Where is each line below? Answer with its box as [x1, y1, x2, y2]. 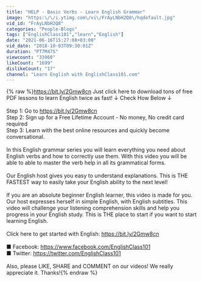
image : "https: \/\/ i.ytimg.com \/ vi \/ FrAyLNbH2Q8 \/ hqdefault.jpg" [6, 15, 175, 21]
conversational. [6, 133, 45, 141]
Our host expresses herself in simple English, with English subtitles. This [6, 198, 187, 205]
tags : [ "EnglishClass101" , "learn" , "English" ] [6, 32, 124, 38]
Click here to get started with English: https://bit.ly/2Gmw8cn [6, 230, 159, 238]
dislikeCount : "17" [6, 65, 56, 72]
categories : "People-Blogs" [6, 26, 78, 32]
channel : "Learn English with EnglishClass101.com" [6, 71, 140, 77]
